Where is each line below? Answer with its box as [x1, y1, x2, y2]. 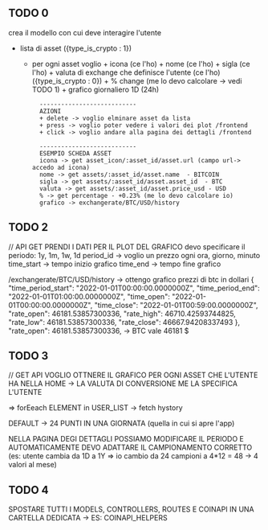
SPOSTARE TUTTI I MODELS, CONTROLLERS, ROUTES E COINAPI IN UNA [8, 504, 254, 514]
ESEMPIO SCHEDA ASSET [39, 149, 112, 158]
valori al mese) [8, 460, 58, 470]
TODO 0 [8, 6, 50, 20]
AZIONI [39, 107, 62, 115]
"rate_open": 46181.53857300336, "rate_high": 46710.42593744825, [8, 309, 237, 318]
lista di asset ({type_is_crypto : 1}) [19, 43, 132, 53]
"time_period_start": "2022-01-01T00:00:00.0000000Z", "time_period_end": [8, 283, 261, 293]
